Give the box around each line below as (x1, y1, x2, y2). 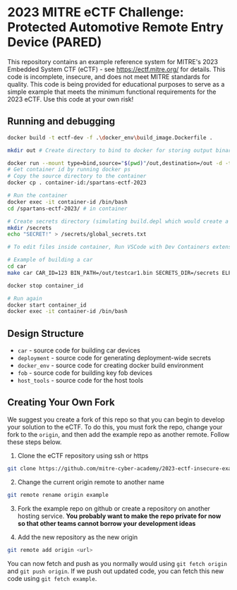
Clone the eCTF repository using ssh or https (17, 451, 149, 460)
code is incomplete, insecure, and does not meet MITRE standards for (7, 72, 210, 81)
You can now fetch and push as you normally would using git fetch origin (7, 559, 228, 567)
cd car (7, 263, 27, 270)
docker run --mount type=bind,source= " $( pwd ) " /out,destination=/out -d (7, 159, 222, 166)
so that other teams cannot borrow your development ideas (17, 519, 196, 527)
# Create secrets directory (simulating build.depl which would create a (7, 218, 229, 225)
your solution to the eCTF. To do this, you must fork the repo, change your (7, 422, 223, 431)
